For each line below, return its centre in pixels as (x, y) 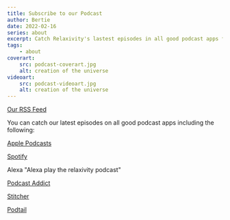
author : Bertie (29, 20)
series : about (27, 33)
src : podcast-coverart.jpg (58, 64)
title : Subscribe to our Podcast (55, 13)
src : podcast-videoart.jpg (58, 84)
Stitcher (18, 197)
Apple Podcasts (29, 143)
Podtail (17, 210)
